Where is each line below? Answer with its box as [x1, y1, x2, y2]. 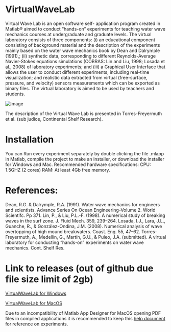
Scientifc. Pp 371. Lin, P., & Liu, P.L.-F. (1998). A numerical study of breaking [5, 212, 165, 218]
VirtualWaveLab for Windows [5, 290, 66, 296]
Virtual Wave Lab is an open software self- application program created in [5, 20, 161, 26]
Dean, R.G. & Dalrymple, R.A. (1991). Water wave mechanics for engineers [5, 201, 160, 207]
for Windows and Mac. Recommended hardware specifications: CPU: [5, 161, 151, 168]
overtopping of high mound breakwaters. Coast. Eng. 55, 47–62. [5, 228, 140, 235]
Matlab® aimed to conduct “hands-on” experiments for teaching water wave [5, 25, 166, 32]
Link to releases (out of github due [5, 263, 154, 274]
